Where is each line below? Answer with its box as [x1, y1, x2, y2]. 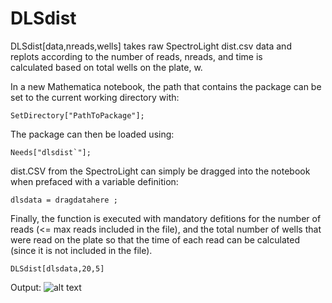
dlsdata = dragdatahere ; [10, 195, 118, 205]
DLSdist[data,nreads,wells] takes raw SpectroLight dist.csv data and [10, 40, 292, 52]
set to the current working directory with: [10, 91, 180, 103]
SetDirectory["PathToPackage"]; [10, 110, 145, 121]
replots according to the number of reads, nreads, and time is [10, 50, 263, 62]
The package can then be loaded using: [10, 128, 175, 140]
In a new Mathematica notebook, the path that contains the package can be [10, 80, 322, 92]
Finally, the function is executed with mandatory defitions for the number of [10, 212, 322, 224]
